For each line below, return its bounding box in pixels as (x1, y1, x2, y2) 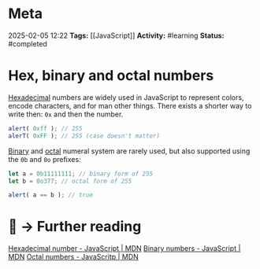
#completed (8, 39, 47, 48)
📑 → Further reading (8, 218, 142, 236)
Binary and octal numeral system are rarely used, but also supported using (8, 146, 251, 156)
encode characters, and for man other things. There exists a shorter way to (8, 101, 252, 110)
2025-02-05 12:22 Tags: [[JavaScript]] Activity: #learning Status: (8, 31, 225, 40)
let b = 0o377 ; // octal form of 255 (8, 177, 132, 185)
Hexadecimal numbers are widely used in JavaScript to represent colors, (8, 92, 244, 102)
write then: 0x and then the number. (8, 109, 124, 119)
